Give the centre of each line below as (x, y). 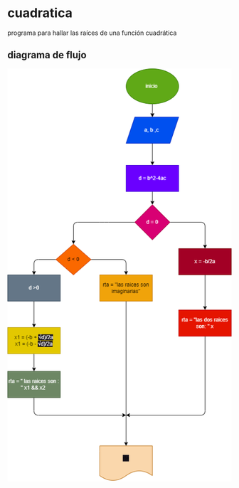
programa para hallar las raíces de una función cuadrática (92, 33)
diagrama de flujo (47, 55)
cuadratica (40, 13)
